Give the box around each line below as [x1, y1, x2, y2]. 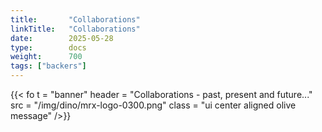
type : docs [10, 42, 87, 53]
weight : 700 [10, 52, 83, 62]
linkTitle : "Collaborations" [10, 24, 141, 34]
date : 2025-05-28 [10, 33, 114, 43]
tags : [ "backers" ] [10, 61, 87, 71]
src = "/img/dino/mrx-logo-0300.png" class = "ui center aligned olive [10, 99, 297, 111]
